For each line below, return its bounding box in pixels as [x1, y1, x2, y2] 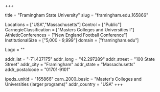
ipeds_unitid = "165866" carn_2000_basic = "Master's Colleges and [5, 76, 142, 82]
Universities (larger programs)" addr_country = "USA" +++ [5, 81, 123, 87]
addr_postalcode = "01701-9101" [5, 67, 70, 72]
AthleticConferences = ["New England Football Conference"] [5, 32, 128, 38]
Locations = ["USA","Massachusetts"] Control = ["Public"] [5, 22, 122, 27]
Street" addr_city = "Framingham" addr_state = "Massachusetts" [5, 62, 136, 67]
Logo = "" [5, 47, 25, 52]
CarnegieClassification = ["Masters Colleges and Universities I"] [5, 27, 135, 32]
